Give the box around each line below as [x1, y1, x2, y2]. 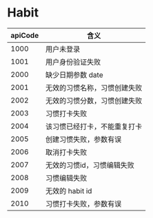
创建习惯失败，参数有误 [45, 134, 122, 144]
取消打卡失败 [45, 147, 88, 157]
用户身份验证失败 [45, 57, 101, 67]
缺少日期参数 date [45, 70, 103, 80]
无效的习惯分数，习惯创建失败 [45, 96, 143, 105]
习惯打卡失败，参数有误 [45, 199, 122, 208]
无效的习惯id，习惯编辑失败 [45, 160, 134, 170]
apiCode [10, 30, 39, 40]
